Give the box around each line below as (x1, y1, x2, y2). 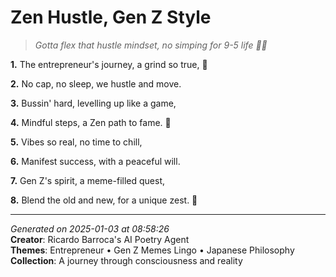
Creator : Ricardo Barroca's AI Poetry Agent (10, 233, 190, 245)
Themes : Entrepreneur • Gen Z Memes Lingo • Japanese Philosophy (10, 244, 295, 256)
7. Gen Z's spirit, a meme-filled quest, (10, 174, 165, 186)
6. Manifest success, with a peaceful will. (10, 155, 181, 167)
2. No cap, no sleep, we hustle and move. (10, 77, 182, 90)
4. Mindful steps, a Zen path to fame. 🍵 (10, 116, 172, 128)
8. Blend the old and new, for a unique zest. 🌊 (10, 194, 198, 206)
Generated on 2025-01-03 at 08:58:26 (10, 222, 170, 235)
